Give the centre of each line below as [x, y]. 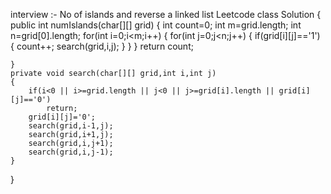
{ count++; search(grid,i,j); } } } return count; [102, 46]
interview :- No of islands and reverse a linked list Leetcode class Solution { [166, 14]
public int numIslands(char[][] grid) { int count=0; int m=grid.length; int [156, 25]
